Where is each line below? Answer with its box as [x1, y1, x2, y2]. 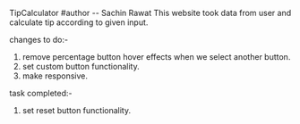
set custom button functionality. [21, 62, 141, 71]
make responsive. [21, 70, 88, 81]
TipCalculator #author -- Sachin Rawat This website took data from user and [9, 8, 292, 18]
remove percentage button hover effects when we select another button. [21, 52, 291, 62]
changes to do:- [9, 35, 69, 45]
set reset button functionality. [21, 105, 132, 115]
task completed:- [9, 88, 73, 98]
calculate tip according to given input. [9, 17, 149, 28]
